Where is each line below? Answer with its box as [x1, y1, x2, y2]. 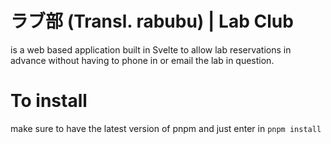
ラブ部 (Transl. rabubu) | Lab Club [10, 10, 294, 33]
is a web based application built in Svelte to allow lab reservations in [10, 43, 292, 56]
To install [10, 90, 88, 112]
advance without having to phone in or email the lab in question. [10, 54, 275, 66]
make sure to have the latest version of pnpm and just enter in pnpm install [10, 122, 322, 134]
